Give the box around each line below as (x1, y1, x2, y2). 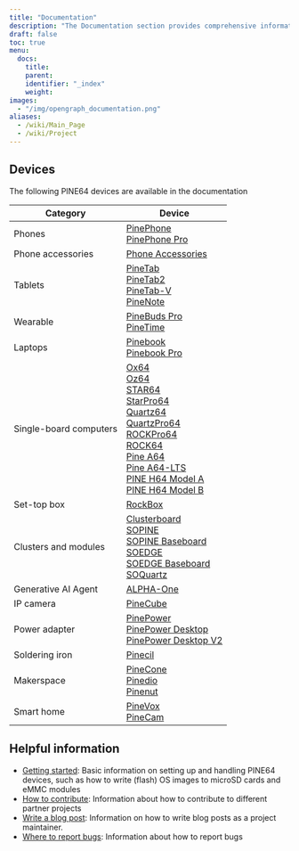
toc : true (9, 37, 46, 47)
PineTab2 (125, 273, 166, 285)
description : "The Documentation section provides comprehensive (9, 21, 256, 30)
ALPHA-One (125, 583, 180, 595)
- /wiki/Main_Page (17, 121, 86, 130)
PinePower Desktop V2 (125, 634, 223, 646)
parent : (25, 71, 53, 80)
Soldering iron (13, 648, 73, 660)
